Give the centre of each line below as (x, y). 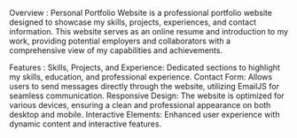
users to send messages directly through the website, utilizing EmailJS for (144, 86)
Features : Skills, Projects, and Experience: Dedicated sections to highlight (145, 67)
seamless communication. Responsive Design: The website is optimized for (147, 96)
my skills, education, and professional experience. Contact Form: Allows (141, 77)
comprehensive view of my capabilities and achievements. (116, 50)
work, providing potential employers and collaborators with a (120, 41)
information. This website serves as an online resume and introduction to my (149, 31)
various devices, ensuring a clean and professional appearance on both (140, 105)
